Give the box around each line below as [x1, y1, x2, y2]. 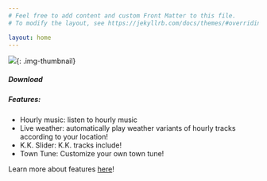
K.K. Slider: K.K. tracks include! [19, 140, 122, 150]
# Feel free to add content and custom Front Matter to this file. [8, 11, 237, 20]
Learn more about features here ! [8, 164, 115, 174]
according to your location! [19, 132, 109, 141]
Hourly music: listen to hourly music [19, 115, 137, 124]
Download [8, 74, 44, 84]
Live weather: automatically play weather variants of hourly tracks [19, 123, 236, 132]
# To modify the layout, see [8, 19, 105, 27]
